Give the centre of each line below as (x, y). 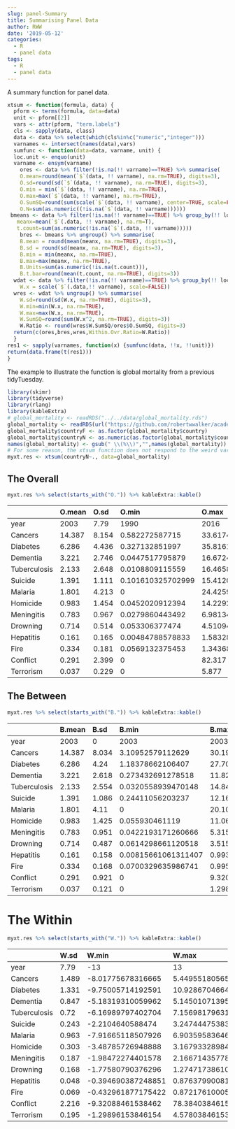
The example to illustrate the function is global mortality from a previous (111, 372)
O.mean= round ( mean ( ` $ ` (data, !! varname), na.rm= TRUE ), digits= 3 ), (120, 177)
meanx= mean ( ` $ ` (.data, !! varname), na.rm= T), (86, 222)
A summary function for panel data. (58, 92)
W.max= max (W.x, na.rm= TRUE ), (62, 313)
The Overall (33, 479)
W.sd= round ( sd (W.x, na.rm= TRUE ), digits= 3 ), (86, 300)
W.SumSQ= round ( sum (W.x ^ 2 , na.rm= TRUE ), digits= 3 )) (95, 319)
